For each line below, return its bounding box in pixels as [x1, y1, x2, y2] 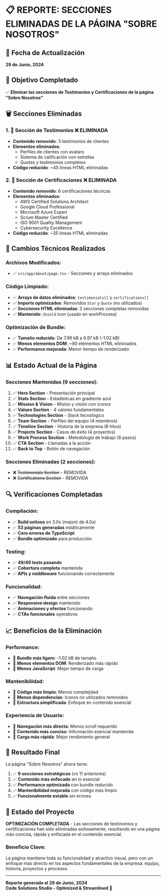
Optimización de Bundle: [5, 324, 66, 330]
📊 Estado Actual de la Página [5, 361, 98, 370]
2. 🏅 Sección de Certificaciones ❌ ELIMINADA [5, 177, 117, 184]
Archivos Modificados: [5, 259, 62, 266]
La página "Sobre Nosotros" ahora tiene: [5, 761, 88, 767]
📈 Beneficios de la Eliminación [5, 626, 102, 635]
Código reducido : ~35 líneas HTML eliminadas [12, 230, 108, 236]
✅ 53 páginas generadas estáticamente [12, 524, 95, 530]
